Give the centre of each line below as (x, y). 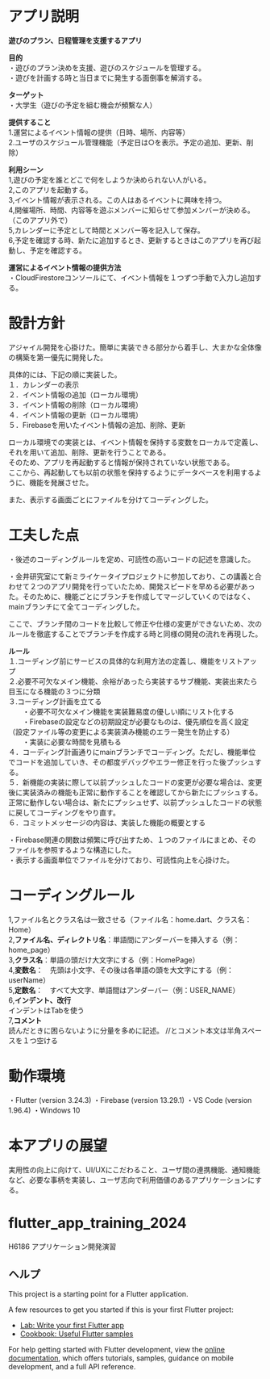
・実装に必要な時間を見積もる (72, 742)
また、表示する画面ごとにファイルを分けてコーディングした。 (111, 499)
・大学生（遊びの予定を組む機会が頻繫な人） (83, 105)
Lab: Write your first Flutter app (72, 1326)
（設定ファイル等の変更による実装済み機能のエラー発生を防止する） (121, 731)
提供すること (29, 122)
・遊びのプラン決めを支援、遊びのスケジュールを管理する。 (107, 67)
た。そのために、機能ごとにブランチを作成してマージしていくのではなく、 (132, 596)
